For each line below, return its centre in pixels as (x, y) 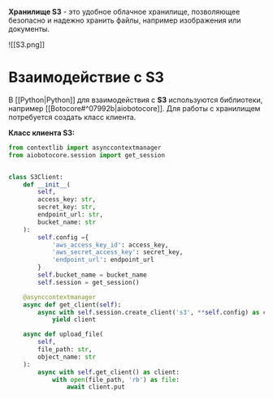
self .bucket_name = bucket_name (93, 275)
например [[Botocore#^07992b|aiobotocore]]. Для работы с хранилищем (134, 108)
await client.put (96, 387)
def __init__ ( (47, 184)
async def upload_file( (63, 335)
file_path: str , (65, 350)
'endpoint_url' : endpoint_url (103, 260)
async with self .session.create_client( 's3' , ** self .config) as (149, 312)
